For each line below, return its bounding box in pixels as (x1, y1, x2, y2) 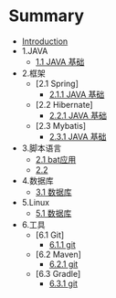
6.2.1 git (48, 258, 79, 270)
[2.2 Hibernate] (35, 99, 93, 110)
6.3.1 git (48, 278, 79, 289)
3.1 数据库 (35, 186, 72, 197)
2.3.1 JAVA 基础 (48, 131, 107, 142)
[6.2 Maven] (35, 249, 81, 260)
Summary (8, 5, 84, 27)
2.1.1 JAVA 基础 (48, 89, 105, 100)
